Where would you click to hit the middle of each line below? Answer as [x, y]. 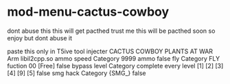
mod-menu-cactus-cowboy [88, 12]
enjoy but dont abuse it [40, 38]
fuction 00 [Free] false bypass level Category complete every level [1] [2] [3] [115, 66]
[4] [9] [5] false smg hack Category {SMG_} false [77, 73]
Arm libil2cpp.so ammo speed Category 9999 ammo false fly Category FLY [114, 58]
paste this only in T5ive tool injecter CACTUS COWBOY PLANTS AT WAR [110, 51]
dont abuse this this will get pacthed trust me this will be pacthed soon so [111, 31]
